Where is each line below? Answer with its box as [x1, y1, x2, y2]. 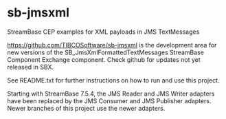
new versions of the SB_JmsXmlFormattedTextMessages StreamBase [7, 48, 205, 56]
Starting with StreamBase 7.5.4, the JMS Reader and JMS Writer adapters [7, 89, 215, 98]
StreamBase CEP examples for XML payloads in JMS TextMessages [7, 28, 200, 36]
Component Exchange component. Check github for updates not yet [7, 55, 201, 63]
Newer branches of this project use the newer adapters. [7, 104, 166, 112]
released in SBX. [7, 63, 54, 71]
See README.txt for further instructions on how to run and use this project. [7, 76, 220, 84]
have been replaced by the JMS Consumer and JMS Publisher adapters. [7, 96, 212, 105]
